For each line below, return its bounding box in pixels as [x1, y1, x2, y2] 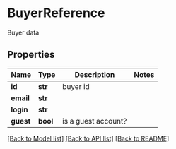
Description [74, 69, 115, 79]
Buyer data [7, 28, 40, 37]
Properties [7, 49, 55, 61]
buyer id [62, 81, 90, 91]
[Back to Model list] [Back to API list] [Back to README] [7, 134, 170, 143]
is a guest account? [62, 116, 127, 126]
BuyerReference [7, 5, 105, 21]
